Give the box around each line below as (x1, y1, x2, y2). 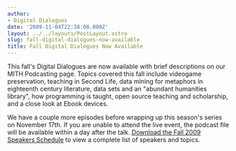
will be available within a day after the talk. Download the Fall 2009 (7, 128, 201, 136)
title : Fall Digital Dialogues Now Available (7, 43, 143, 50)
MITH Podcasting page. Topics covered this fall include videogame (7, 70, 202, 78)
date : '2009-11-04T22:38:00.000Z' (7, 23, 109, 30)
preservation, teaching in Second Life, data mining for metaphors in (7, 77, 204, 85)
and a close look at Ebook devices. (7, 100, 108, 107)
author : (7, 10, 30, 18)
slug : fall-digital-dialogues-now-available (7, 37, 140, 44)
